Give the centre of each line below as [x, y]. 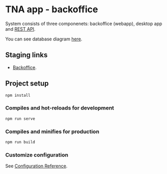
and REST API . [20, 29]
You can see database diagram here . [44, 39]
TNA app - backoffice [52, 9]
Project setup [27, 84]
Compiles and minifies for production [52, 132]
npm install [18, 95]
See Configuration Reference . [36, 166]
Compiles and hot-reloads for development [60, 108]
